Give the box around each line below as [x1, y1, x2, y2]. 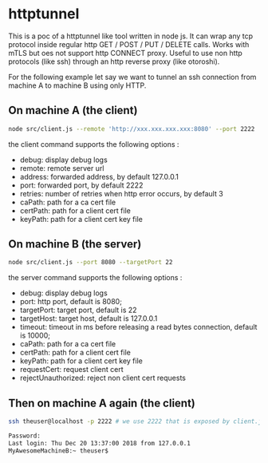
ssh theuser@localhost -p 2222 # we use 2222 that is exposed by [8, 417, 230, 425]
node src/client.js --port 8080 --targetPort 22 [8, 259, 173, 267]
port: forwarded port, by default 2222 [19, 180, 144, 190]
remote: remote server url [19, 163, 104, 172]
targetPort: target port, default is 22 [19, 305, 137, 315]
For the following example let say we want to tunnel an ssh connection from [8, 72, 257, 81]
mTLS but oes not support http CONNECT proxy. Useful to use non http [8, 48, 243, 57]
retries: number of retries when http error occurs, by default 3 [19, 188, 223, 198]
